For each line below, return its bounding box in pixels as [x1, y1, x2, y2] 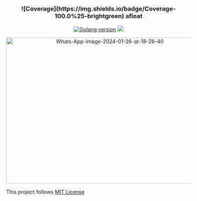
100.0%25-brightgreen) [55, 12, 124, 20]
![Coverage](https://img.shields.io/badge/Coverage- [21, 5, 176, 13]
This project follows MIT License [6, 189, 85, 196]
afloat [125, 12, 142, 20]
